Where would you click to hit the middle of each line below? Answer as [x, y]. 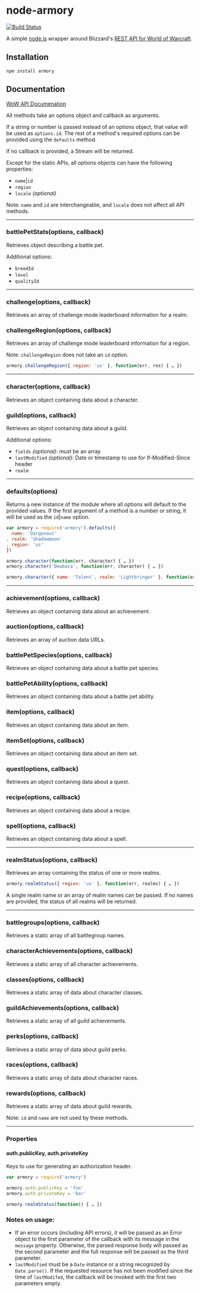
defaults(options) [32, 491]
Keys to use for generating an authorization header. [69, 1167]
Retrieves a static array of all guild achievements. [66, 1021]
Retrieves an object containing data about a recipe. [69, 810]
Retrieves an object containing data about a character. [73, 400]
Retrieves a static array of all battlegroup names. [66, 936]
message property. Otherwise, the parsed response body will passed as [101, 1245]
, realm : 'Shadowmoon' [34, 539]
